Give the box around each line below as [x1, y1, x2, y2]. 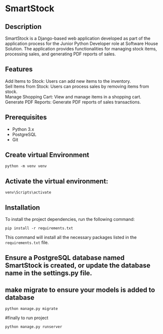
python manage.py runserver [5, 324, 63, 330]
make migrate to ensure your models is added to [5, 286, 155, 294]
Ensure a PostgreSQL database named [5, 254, 125, 262]
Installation [5, 203, 40, 212]
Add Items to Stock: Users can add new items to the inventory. [5, 78, 131, 84]
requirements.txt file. [5, 239, 49, 245]
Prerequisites [5, 113, 47, 121]
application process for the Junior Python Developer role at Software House [5, 41, 158, 47]
